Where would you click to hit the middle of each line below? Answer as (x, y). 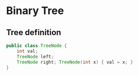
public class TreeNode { (37, 46)
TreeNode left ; (35, 57)
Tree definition (34, 32)
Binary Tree (35, 11)
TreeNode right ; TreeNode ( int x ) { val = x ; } (75, 62)
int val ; (27, 51)
